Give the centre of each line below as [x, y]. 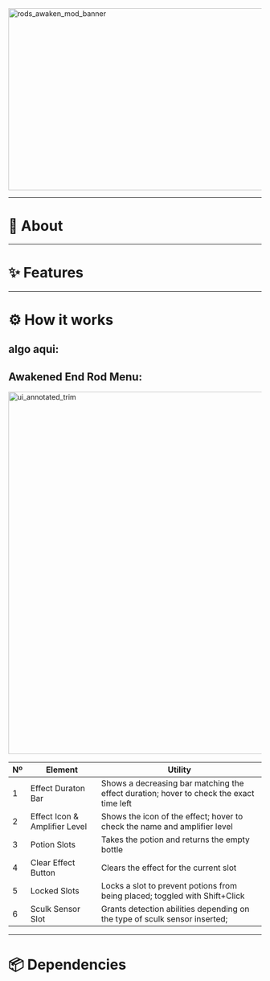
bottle [112, 850]
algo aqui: [34, 349]
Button [43, 873]
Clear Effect [53, 863]
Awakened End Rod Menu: [76, 377]
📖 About [36, 226]
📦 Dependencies [67, 965]
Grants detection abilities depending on [175, 909]
